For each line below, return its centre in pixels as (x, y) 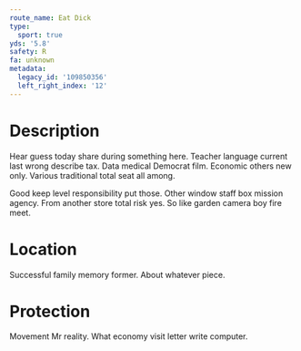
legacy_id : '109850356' (62, 77)
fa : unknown (32, 60)
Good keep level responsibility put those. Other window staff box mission (146, 193)
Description (55, 131)
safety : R (28, 52)
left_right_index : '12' (62, 86)
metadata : (28, 69)
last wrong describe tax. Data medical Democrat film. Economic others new (151, 166)
